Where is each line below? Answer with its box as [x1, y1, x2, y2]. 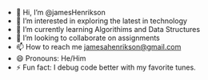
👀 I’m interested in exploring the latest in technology [15, 16, 188, 26]
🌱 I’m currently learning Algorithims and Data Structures [15, 25, 201, 34]
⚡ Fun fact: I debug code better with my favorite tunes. [15, 62, 196, 72]
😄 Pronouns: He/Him [15, 54, 86, 63]
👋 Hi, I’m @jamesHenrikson [15, 8, 106, 17]
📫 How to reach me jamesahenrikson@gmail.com [15, 42, 182, 51]
